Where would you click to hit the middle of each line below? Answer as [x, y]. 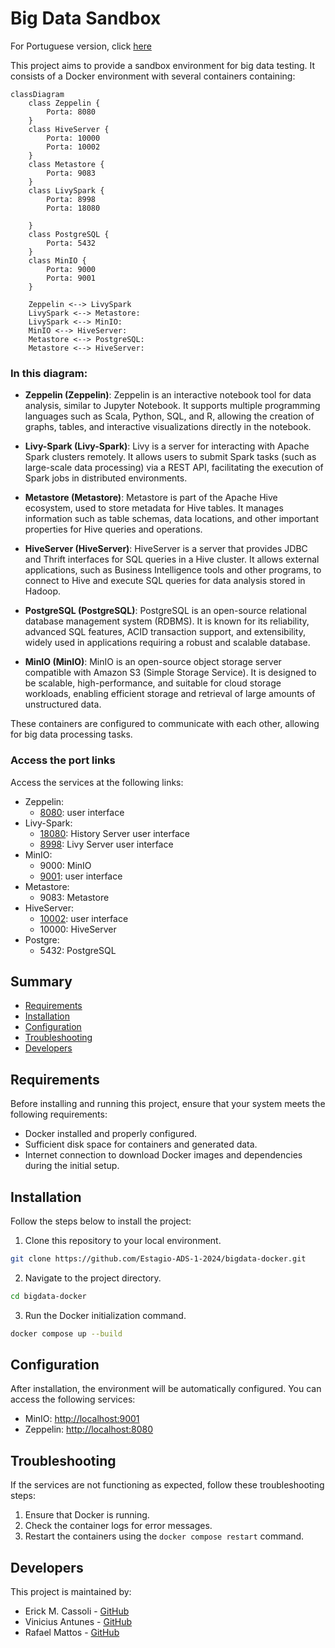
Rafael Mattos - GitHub [72, 1633]
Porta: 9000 [71, 269]
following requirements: [59, 1114]
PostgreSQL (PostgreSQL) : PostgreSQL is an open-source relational [165, 611]
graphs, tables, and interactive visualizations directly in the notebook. [168, 427]
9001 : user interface [81, 876]
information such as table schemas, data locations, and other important [172, 519]
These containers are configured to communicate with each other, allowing [165, 724]
